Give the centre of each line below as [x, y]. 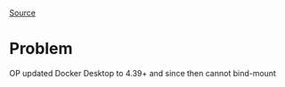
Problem [41, 49]
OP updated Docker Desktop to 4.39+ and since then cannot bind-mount [142, 73]
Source [22, 13]
